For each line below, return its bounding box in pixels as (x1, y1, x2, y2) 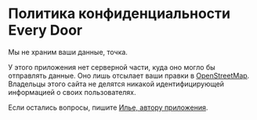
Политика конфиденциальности (8, 5, 231, 23)
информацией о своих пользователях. (8, 87, 136, 96)
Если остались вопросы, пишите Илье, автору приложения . (8, 103, 208, 112)
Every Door (8, 21, 83, 39)
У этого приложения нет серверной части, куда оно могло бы (8, 62, 215, 71)
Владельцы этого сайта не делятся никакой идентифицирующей (8, 79, 225, 89)
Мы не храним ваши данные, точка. (8, 47, 128, 56)
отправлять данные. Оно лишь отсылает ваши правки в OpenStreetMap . (8, 71, 250, 80)
